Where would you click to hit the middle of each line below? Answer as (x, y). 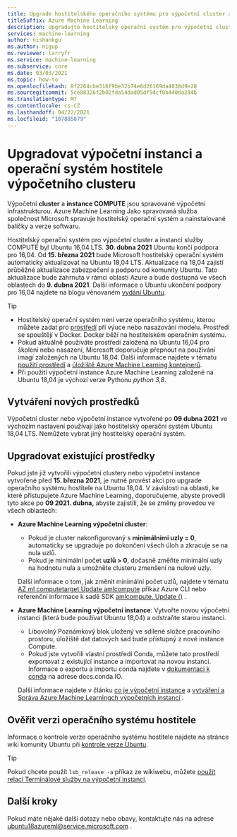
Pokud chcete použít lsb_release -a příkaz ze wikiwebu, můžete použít (111, 772)
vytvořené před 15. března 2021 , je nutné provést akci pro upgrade (105, 480)
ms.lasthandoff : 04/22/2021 (49, 112)
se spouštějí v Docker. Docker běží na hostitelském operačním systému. (122, 334)
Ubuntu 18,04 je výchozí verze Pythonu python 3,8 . (92, 379)
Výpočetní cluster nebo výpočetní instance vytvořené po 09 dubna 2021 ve (117, 419)
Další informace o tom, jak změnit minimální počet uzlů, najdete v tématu (123, 582)
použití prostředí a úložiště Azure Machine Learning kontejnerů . (110, 364)
